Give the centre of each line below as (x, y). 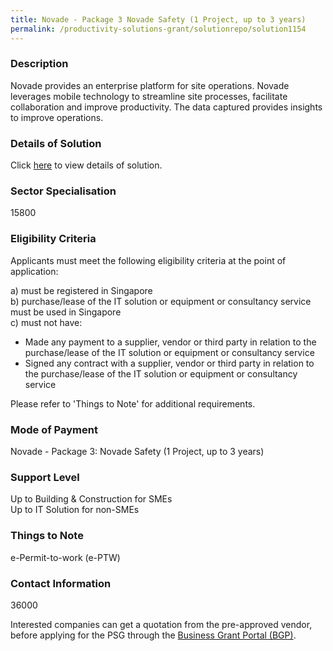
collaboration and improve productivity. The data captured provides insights (166, 107)
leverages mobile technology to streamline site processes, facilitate (149, 96)
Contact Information (61, 583)
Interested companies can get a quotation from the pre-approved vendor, (161, 624)
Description (39, 64)
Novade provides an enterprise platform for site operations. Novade (150, 85)
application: (34, 271)
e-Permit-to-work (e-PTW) (65, 557)
